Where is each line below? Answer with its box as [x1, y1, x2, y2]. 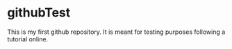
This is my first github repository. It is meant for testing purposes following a [7, 28, 226, 36]
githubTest [7, 5, 71, 21]
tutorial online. [7, 35, 49, 43]
